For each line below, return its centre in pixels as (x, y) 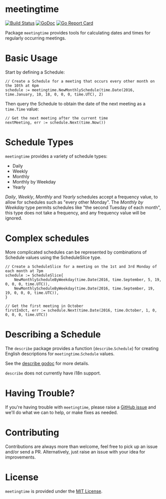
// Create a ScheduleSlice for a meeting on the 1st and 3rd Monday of (81, 266)
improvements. (20, 457)
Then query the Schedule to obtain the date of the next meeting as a (75, 103)
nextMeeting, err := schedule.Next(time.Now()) (56, 122)
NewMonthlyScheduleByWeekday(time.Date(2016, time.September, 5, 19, (88, 279)
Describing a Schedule (53, 334)
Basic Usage (31, 58)
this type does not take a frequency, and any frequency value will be (76, 212)
